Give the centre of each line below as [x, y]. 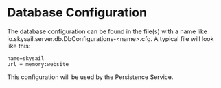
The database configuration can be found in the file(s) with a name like [107, 31]
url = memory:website [38, 64]
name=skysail [26, 58]
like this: [19, 46]
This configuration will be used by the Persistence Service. [90, 77]
